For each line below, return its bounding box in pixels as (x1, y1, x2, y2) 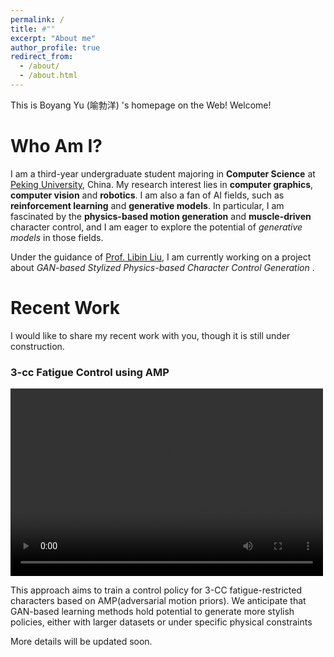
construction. (10, 340, 65, 352)
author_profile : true (10, 42, 101, 53)
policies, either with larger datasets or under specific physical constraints (10, 616, 313, 628)
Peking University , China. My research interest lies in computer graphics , (10, 178, 314, 190)
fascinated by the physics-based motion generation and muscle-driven (10, 210, 312, 222)
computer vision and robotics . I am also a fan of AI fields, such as (10, 189, 285, 201)
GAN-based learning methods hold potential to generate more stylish (10, 606, 295, 618)
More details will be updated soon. (10, 636, 153, 648)
